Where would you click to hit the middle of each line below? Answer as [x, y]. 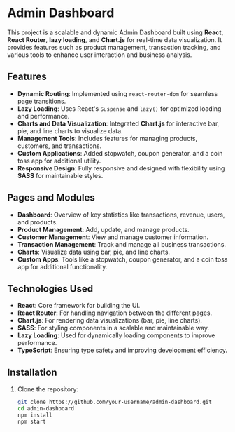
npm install [35, 415]
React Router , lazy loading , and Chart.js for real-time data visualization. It [115, 39]
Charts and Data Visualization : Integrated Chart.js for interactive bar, [118, 123]
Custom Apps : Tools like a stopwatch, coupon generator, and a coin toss [122, 259]
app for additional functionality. [62, 266]
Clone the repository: [48, 389]
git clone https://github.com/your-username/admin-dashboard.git [114, 402]
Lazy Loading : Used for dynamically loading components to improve [116, 335]
